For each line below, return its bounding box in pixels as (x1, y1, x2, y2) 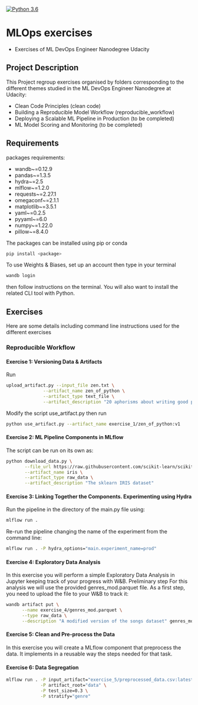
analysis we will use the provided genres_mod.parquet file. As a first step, (6, 584, 186, 591)
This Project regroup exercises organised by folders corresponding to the (6, 78, 184, 85)
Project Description (6, 62, 79, 73)
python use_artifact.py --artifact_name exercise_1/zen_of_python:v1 (6, 421, 181, 427)
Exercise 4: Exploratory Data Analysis (6, 558, 101, 565)
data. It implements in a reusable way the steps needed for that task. (6, 650, 173, 657)
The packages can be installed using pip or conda (6, 239, 128, 246)
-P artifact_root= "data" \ (40, 683, 107, 688)
